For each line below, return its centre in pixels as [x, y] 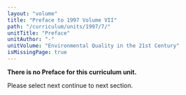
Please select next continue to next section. [70, 85]
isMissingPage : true [37, 53]
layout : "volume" [33, 14]
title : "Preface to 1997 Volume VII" [62, 20]
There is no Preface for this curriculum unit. [72, 72]
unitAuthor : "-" [31, 40]
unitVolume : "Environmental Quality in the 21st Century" [93, 46]
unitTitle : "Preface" [39, 33]
